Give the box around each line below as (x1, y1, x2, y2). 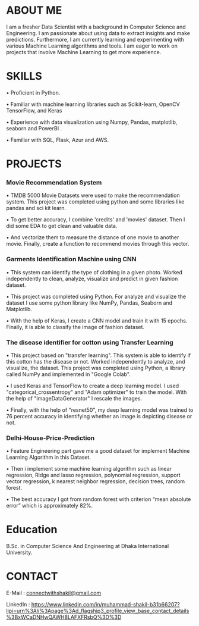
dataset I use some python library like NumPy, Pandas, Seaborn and (6, 299, 173, 306)
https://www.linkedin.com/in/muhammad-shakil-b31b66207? (31, 601, 180, 608)
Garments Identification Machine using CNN (6, 255, 137, 264)
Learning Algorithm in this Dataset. (6, 453, 91, 461)
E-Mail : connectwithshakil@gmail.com (6, 590, 102, 597)
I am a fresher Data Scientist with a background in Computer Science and (6, 23, 186, 30)
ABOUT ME (6, 4, 62, 17)
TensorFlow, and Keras (6, 107, 62, 114)
